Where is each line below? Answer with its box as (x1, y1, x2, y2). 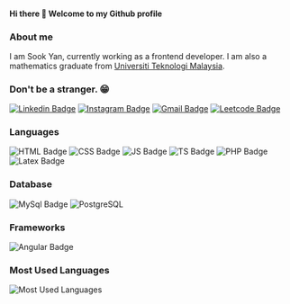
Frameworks (9, 221, 66, 234)
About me (9, 31, 54, 43)
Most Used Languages (9, 264, 110, 276)
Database (9, 178, 52, 191)
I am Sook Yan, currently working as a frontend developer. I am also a (9, 50, 267, 61)
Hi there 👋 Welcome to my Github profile (9, 8, 163, 19)
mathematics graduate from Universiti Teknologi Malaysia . (9, 60, 225, 71)
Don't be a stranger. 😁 (9, 83, 110, 95)
